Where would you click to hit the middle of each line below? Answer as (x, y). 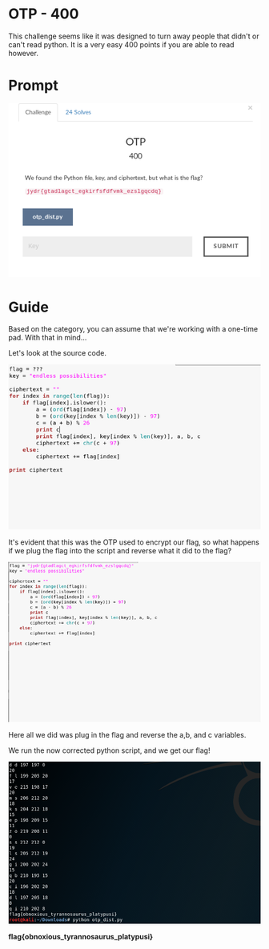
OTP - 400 (44, 14)
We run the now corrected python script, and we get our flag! (109, 750)
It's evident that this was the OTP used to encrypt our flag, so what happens (134, 542)
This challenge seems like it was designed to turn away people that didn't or (134, 36)
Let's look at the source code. (57, 353)
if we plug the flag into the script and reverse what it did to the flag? (120, 550)
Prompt (33, 86)
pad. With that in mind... (48, 338)
